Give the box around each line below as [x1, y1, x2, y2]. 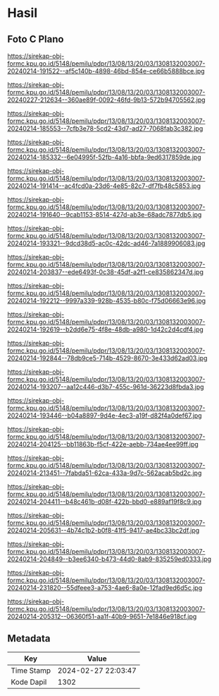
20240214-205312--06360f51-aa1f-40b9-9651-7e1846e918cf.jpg [7, 613, 197, 620]
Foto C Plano [7, 33, 64, 45]
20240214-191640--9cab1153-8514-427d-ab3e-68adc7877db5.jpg [7, 211, 202, 218]
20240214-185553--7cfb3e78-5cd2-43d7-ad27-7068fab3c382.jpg [7, 124, 204, 132]
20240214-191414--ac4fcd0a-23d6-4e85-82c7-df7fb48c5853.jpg [7, 182, 201, 190]
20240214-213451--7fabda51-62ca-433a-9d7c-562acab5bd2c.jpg [7, 468, 202, 477]
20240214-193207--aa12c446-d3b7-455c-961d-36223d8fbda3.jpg [7, 383, 204, 391]
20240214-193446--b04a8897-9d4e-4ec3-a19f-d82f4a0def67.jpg [7, 411, 202, 420]
